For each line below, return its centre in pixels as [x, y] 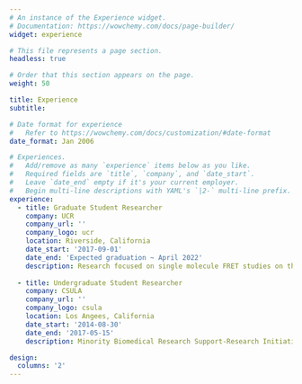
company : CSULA [54, 291]
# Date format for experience [66, 124]
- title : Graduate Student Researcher [90, 208]
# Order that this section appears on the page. [102, 76]
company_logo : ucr [60, 233]
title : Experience [44, 100]
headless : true [38, 59]
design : [24, 357]
